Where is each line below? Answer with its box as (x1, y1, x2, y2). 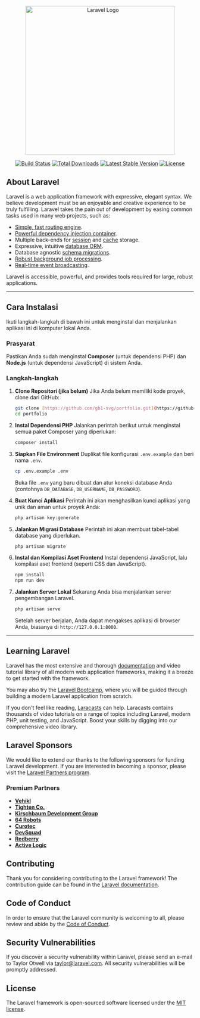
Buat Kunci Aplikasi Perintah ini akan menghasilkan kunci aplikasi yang (14, 496, 190, 504)
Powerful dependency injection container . (14, 229, 117, 237)
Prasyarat (6, 339, 35, 347)
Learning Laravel (6, 646, 70, 656)
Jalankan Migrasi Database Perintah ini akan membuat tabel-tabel (14, 525, 179, 533)
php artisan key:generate (14, 514, 79, 521)
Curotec (14, 823, 36, 830)
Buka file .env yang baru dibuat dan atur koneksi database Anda (14, 479, 173, 486)
